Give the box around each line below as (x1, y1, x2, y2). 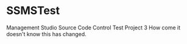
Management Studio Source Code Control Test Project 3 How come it (6, 24, 181, 31)
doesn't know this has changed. (6, 30, 86, 37)
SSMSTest (6, 4, 60, 18)
